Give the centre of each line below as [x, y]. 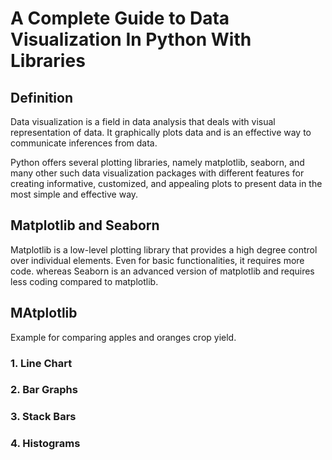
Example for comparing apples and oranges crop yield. [123, 337]
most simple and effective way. [74, 194]
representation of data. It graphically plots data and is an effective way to [161, 132]
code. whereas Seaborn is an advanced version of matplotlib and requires [162, 271]
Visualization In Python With [131, 39]
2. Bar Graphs [44, 390]
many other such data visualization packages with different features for [157, 173]
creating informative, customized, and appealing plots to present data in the [166, 183]
